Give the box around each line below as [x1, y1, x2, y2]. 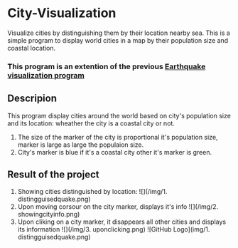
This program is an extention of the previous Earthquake [7, 61, 206, 71]
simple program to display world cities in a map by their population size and [7, 36, 229, 44]
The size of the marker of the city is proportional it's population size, [17, 133, 218, 141]
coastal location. [7, 43, 56, 52]
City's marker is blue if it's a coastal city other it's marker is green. [17, 148, 212, 156]
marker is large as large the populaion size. [17, 140, 144, 149]
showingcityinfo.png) [17, 210, 80, 219]
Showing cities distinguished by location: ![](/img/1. [17, 187, 168, 196]
